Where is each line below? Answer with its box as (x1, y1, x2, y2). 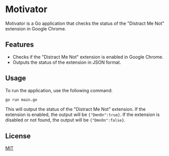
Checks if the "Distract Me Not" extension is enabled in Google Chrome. (12, 54, 164, 60)
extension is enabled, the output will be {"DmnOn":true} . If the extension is (5, 111, 160, 118)
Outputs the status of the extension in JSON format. (12, 59, 121, 65)
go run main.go (5, 97, 38, 102)
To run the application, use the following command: (5, 87, 113, 93)
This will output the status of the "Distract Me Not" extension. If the (5, 106, 146, 112)
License (5, 132, 31, 140)
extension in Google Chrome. (5, 25, 66, 31)
